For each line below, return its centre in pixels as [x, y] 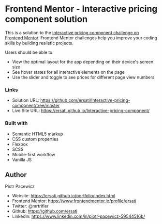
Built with [16, 123]
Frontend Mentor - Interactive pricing [81, 9]
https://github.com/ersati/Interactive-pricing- [85, 100]
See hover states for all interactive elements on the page [68, 72]
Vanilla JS [22, 160]
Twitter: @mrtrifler [30, 206]
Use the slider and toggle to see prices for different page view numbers [83, 77]
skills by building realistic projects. [39, 43]
